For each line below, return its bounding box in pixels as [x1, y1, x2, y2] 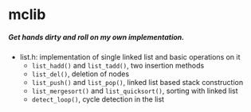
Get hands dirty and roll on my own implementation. [8, 32, 185, 41]
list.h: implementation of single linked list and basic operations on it [19, 52, 241, 62]
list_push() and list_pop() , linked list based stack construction [31, 78, 244, 87]
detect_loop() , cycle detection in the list [31, 95, 165, 104]
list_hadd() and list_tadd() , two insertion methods [31, 61, 205, 71]
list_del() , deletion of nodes [31, 69, 130, 79]
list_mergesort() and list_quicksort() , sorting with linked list [31, 86, 238, 96]
